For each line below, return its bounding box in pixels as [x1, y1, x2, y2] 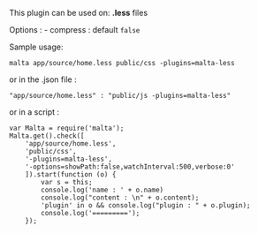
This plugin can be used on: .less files [9, 8, 148, 18]
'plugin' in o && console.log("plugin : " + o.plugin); [41, 201, 251, 210]
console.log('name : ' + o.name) [41, 185, 164, 194]
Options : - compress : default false [9, 25, 140, 34]
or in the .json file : [9, 74, 77, 85]
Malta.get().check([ [9, 132, 86, 140]
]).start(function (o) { [25, 170, 117, 179]
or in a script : [9, 107, 60, 117]
